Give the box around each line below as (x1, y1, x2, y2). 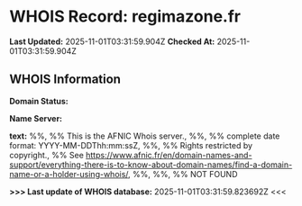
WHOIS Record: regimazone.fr (9, 6, 242, 27)
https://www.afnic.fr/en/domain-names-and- (85, 149, 252, 160)
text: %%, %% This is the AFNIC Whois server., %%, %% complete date (9, 130, 280, 141)
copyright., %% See (9, 149, 84, 160)
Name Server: (9, 112, 63, 123)
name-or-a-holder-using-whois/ (9, 168, 129, 179)
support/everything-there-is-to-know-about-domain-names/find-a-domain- (9, 159, 293, 170)
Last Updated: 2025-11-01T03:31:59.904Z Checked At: (9, 36, 215, 47)
